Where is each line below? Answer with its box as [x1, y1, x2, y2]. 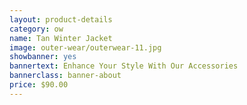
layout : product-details [9, 14, 113, 25]
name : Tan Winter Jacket [9, 33, 113, 43]
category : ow [9, 24, 64, 34]
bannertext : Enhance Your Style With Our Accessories [9, 61, 239, 71]
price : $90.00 [9, 80, 69, 90]
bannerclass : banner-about [9, 71, 122, 81]
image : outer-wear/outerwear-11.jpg [9, 42, 162, 53]
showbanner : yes [9, 52, 77, 62]
